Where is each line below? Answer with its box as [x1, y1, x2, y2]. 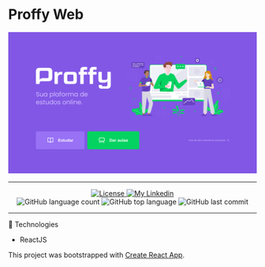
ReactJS [19, 235, 47, 244]
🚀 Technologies [8, 219, 59, 229]
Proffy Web [8, 6, 84, 24]
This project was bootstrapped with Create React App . [8, 250, 185, 259]
